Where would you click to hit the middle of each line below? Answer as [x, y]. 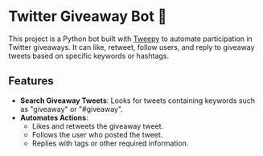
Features [31, 81]
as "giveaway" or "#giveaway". [71, 109]
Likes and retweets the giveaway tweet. [98, 126]
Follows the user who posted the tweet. [97, 134]
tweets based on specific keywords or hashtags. [88, 55]
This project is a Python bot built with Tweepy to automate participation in [131, 39]
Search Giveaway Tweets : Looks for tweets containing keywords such [138, 101]
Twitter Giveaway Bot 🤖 [88, 16]
